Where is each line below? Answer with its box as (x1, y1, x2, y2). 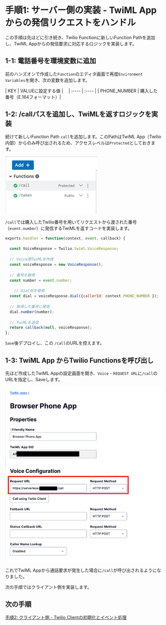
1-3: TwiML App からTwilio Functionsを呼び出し (5, 356, 154, 365)
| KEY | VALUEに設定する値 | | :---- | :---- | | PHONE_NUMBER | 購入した (5, 88, 158, 94)
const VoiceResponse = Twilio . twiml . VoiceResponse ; (9, 246, 119, 251)
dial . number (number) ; (9, 309, 55, 314)
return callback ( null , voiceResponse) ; (9, 325, 92, 330)
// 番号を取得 (9, 272, 35, 277)
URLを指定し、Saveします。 (5, 377, 63, 382)
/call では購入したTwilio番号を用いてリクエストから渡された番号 (5, 219, 137, 225)
